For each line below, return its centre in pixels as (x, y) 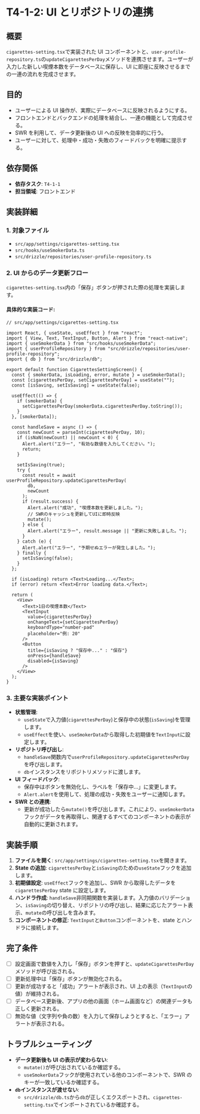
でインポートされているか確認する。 (98, 1104)
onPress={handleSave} (55, 656)
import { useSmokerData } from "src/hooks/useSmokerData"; (81, 343)
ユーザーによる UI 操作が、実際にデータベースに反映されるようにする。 (102, 110)
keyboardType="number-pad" (61, 627)
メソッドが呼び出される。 (46, 971)
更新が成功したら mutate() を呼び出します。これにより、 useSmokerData (109, 809)
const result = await (49, 475)
